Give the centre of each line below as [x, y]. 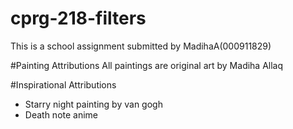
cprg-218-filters [78, 18]
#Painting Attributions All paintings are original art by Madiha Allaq [147, 65]
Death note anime [61, 114]
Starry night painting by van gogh [93, 104]
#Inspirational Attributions [63, 84]
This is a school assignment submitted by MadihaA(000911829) [141, 46]
